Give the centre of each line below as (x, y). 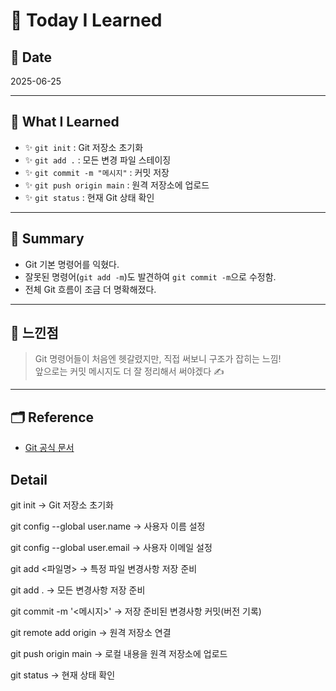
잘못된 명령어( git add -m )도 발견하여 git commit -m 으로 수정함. (150, 276)
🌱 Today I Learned (86, 20)
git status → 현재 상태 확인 (63, 675)
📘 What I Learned (65, 122)
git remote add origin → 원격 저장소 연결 (91, 633)
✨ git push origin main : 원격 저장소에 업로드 (117, 185)
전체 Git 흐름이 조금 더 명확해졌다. (90, 289)
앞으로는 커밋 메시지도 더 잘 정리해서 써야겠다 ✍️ (129, 371)
